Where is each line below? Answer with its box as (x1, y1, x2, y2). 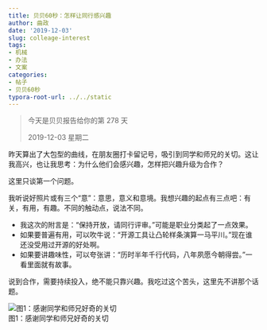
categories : (8, 71, 48, 79)
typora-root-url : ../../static (8, 93, 112, 101)
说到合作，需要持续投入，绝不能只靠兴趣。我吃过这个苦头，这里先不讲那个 (8, 277, 252, 286)
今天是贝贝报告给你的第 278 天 (27, 116, 129, 126)
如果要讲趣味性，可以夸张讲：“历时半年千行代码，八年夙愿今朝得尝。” (19, 250, 246, 259)
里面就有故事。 (26, 260, 76, 270)
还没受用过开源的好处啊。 (19, 240, 104, 250)
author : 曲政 (8, 19, 49, 27)
